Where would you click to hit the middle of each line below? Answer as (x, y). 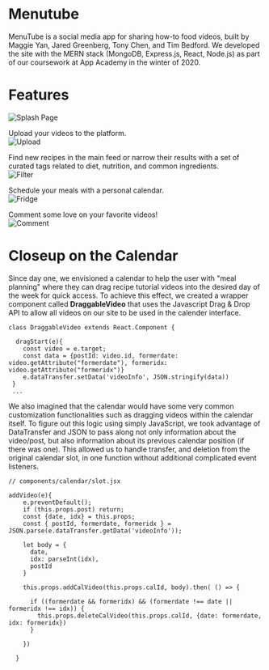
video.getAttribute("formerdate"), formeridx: (88, 363)
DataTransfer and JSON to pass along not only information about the (122, 432)
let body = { (45, 545)
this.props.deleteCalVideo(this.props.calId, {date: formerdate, (150, 616)
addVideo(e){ (30, 495)
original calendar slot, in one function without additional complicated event (132, 457)
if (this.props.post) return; (74, 509)
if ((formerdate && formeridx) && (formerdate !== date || (131, 601)
